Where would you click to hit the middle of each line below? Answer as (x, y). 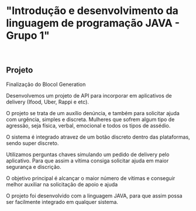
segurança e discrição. (34, 167)
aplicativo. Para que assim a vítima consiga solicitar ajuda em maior (87, 160)
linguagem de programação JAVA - (93, 23)
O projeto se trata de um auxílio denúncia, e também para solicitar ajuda (93, 113)
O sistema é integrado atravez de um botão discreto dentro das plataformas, (98, 137)
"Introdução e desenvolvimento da (92, 11)
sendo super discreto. (32, 143)
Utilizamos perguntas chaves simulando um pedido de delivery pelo (88, 154)
